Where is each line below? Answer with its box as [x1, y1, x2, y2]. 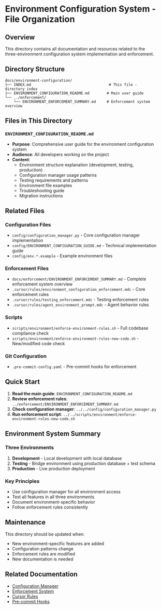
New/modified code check [12, 340, 65, 346]
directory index [5, 86, 38, 91]
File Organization [5, 14, 75, 25]
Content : [12, 156, 30, 162]
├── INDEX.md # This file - [5, 82, 137, 87]
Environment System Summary [5, 430, 101, 438]
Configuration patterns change [12, 545, 73, 552]
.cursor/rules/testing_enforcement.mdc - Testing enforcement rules [12, 297, 149, 303]
